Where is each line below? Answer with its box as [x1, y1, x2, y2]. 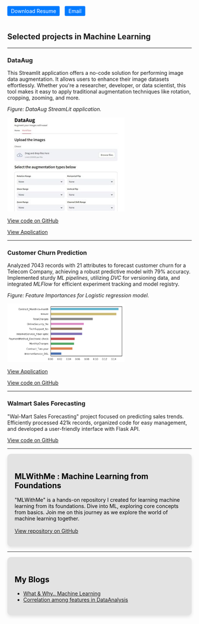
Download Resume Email [11, 8, 82, 15]
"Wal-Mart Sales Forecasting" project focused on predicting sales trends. [7, 413, 184, 420]
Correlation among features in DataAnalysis [23, 596, 128, 604]
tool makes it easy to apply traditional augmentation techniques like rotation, [7, 88, 191, 95]
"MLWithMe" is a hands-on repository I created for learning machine [15, 496, 180, 503]
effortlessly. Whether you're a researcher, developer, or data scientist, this [7, 82, 186, 89]
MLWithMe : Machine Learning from [15, 472, 149, 482]
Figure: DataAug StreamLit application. [7, 106, 102, 113]
